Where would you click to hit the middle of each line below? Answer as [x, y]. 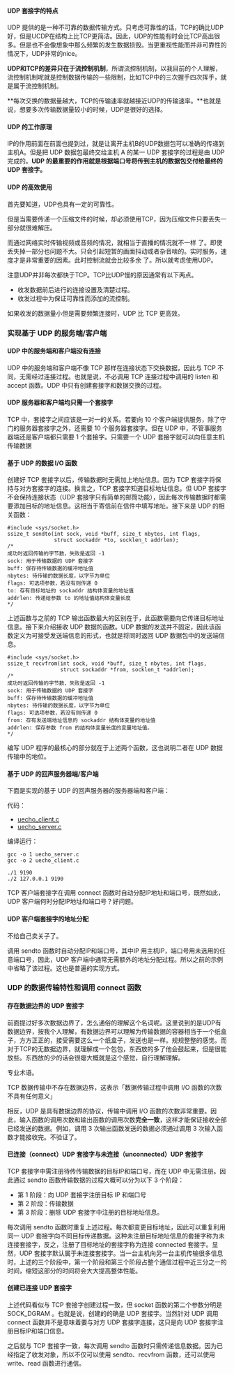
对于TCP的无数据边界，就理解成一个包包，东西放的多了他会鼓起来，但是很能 [117, 1048]
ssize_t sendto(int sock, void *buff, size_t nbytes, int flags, [104, 534]
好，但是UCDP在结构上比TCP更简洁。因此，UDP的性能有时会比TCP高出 [111, 36]
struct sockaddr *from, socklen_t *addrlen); [127, 670]
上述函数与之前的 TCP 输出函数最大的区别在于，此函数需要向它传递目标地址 [116, 618]
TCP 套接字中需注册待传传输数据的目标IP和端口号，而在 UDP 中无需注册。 [114, 1171]
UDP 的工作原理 [30, 126]
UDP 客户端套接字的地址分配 [48, 919]
